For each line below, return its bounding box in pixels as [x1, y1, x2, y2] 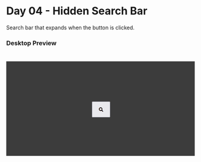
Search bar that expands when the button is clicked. [6, 24, 135, 31]
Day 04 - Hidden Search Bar [6, 4, 148, 18]
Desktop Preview [6, 39, 57, 47]
